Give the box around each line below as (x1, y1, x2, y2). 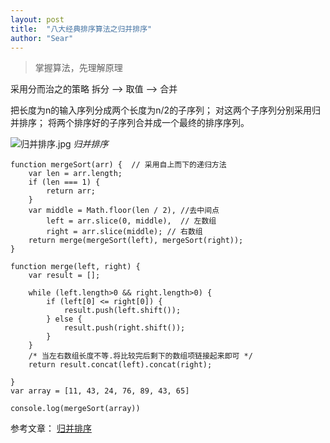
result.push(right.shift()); (63, 323, 186, 333)
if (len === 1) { (28, 177, 101, 188)
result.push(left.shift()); (63, 306, 182, 316)
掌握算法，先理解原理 (34, 62, 123, 74)
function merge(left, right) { (10, 262, 141, 272)
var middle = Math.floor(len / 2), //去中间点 (28, 206, 220, 216)
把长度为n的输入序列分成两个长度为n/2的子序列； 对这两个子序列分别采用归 (10, 104, 322, 116)
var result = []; (28, 271, 101, 281)
